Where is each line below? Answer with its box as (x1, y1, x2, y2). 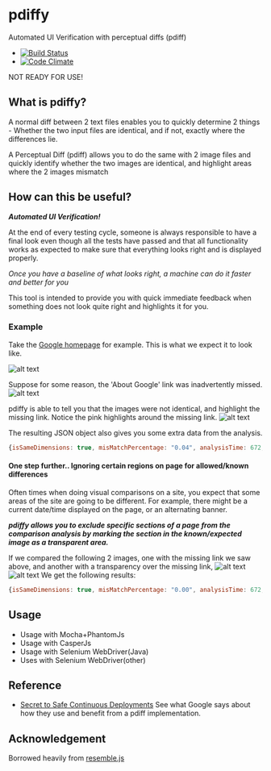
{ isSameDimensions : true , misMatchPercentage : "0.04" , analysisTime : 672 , (8, 444, 265, 452)
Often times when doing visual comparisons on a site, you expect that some (8, 487, 261, 497)
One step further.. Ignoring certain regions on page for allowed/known (8, 461, 249, 471)
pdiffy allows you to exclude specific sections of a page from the (8, 520, 231, 530)
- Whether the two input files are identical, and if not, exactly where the (8, 125, 245, 135)
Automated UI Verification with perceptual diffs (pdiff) (8, 32, 187, 42)
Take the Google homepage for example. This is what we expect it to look (8, 340, 252, 349)
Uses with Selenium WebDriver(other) (19, 655, 147, 665)
